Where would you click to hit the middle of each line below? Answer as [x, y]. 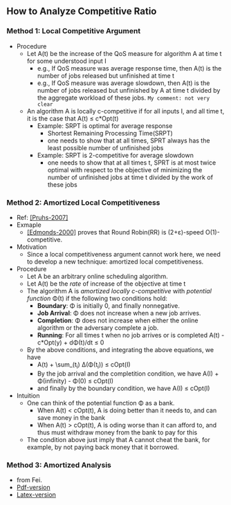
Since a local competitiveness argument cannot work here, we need [123, 254]
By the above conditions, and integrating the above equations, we [120, 349]
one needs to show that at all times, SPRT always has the [129, 140]
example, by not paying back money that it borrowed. [103, 447]
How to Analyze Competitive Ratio [82, 11]
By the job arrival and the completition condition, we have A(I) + [128, 374]
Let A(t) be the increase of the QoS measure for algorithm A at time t [124, 53]
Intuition [28, 395]
